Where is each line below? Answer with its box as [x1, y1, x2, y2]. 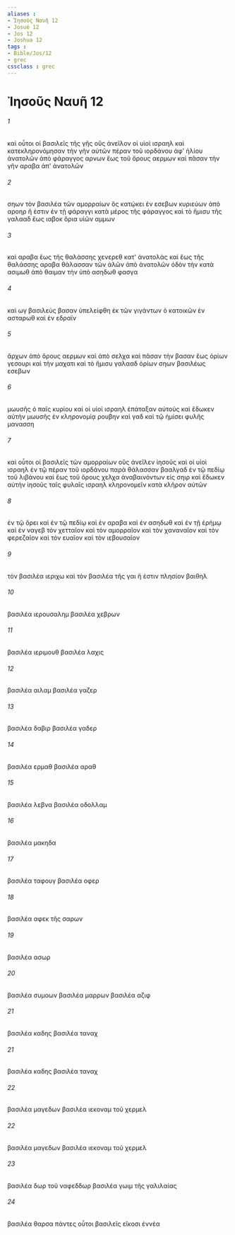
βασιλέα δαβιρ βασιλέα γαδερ [7, 724, 97, 733]
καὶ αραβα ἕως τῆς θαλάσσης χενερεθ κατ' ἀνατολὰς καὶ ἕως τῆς [7, 253, 205, 262]
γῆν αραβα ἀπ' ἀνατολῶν [7, 162, 84, 170]
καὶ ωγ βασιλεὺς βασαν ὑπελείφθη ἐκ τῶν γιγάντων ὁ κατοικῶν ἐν [7, 306, 205, 315]
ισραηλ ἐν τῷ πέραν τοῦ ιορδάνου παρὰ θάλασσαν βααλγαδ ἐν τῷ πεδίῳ [7, 465, 225, 474]
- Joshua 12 [7, 37, 42, 44]
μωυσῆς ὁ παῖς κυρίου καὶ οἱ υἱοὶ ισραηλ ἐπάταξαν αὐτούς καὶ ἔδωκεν [7, 405, 215, 414]
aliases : [7, 10, 37, 18]
